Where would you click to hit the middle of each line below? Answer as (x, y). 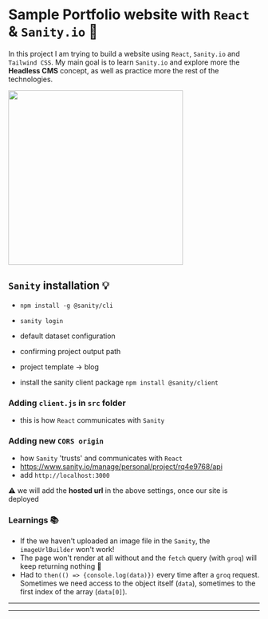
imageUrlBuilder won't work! (67, 549)
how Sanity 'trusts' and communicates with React (101, 458)
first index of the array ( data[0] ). (73, 591)
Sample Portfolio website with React (129, 15)
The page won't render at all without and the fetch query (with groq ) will (138, 558)
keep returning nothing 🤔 (61, 566)
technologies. (31, 79)
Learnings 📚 (33, 520)
